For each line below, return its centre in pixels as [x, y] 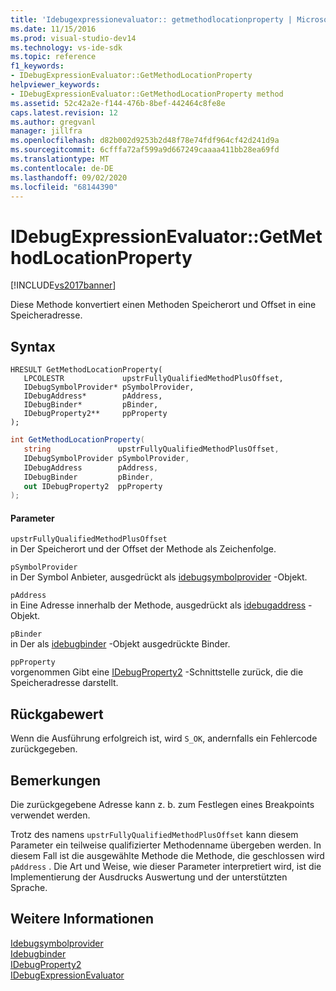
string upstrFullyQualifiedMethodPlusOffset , [151, 449]
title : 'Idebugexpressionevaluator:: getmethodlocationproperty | [151, 19]
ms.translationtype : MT [60, 159]
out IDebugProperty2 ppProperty [93, 486]
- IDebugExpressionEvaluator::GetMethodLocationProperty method [147, 94]
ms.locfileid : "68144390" [64, 187]
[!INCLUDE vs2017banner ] [63, 285]
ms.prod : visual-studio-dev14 [73, 38]
